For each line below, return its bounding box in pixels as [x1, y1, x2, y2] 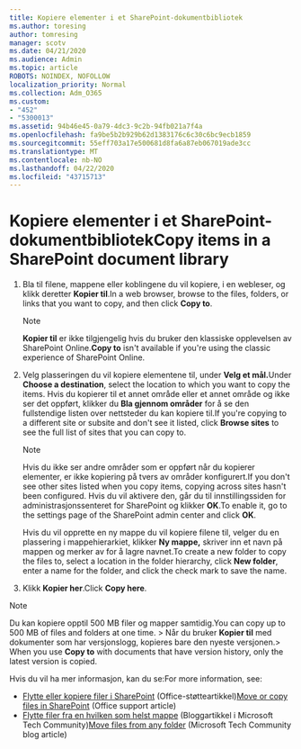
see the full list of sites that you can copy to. [22, 427, 187, 438]
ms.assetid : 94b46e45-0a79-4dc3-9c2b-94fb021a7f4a [9, 122, 203, 131]
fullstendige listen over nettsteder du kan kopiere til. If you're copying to [22, 408, 288, 419]
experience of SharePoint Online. [22, 352, 146, 363]
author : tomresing [9, 30, 78, 39]
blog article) [22, 729, 67, 740]
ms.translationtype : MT [9, 147, 99, 156]
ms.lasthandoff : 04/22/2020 [9, 164, 115, 173]
